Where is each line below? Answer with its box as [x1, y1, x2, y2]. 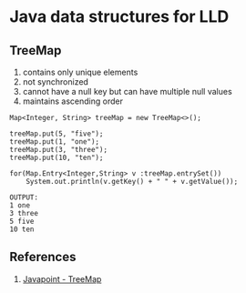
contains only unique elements [22, 66, 138, 77]
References [9, 249, 77, 265]
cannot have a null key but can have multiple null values [22, 86, 232, 96]
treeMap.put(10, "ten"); [9, 153, 104, 162]
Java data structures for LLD [9, 6, 230, 27]
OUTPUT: [9, 193, 39, 202]
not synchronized [22, 76, 89, 87]
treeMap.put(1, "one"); [9, 137, 100, 146]
